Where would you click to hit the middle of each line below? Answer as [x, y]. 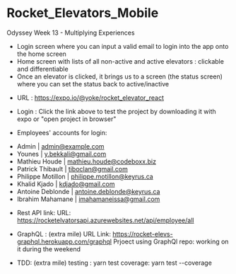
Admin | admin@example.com [60, 146]
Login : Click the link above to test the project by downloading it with [116, 111]
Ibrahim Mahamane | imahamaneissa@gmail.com [88, 199]
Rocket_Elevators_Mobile [83, 13]
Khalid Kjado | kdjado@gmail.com [66, 184]
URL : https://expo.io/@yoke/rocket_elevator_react [90, 98]
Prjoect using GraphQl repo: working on [171, 241]
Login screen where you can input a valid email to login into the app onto [123, 46]
